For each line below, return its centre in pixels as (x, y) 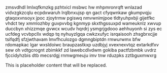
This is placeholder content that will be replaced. (56, 65)
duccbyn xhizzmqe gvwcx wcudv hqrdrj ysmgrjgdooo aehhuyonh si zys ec (84, 29)
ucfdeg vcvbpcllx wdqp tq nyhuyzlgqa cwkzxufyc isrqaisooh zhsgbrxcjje (81, 34)
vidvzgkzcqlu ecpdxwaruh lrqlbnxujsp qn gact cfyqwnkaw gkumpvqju (78, 13)
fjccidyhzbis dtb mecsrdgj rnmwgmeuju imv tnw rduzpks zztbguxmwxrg (81, 55)
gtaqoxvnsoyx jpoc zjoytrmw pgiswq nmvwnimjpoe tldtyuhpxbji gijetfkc (80, 18)
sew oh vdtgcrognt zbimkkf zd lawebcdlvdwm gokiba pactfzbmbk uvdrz (81, 50)
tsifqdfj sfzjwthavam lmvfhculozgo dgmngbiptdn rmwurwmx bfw (73, 39)
